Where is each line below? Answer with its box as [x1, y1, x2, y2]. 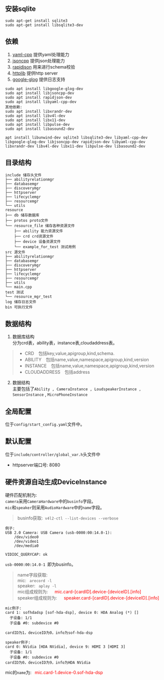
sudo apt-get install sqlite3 [5, 18, 68, 23]
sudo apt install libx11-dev [5, 117, 66, 123]
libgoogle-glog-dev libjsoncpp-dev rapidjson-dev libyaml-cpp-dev [5, 139, 146, 144]
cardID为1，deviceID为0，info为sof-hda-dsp [5, 630, 93, 635]
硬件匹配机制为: [5, 492, 37, 498]
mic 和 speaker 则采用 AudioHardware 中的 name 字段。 [5, 504, 105, 510]
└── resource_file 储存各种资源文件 [5, 223, 75, 229]
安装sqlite [5, 4, 36, 13]
